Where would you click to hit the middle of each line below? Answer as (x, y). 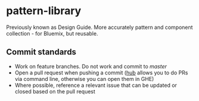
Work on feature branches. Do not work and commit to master (91, 66)
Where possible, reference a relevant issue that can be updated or (96, 85)
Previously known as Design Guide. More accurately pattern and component (99, 27)
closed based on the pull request (55, 91)
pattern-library (44, 11)
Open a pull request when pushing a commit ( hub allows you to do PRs (101, 73)
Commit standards (41, 52)
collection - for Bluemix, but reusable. (52, 33)
